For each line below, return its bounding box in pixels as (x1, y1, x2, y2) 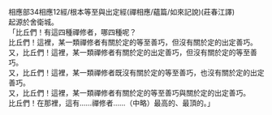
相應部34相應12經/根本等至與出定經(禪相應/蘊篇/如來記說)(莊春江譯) (8, 7, 235, 16)
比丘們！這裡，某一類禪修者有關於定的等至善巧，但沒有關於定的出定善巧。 (8, 37, 257, 47)
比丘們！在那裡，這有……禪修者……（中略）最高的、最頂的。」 (8, 98, 215, 108)
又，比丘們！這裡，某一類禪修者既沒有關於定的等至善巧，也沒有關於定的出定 (8, 68, 265, 77)
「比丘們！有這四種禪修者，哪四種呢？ (8, 28, 136, 36)
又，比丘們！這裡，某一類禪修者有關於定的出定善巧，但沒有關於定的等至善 (8, 48, 257, 57)
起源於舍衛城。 (8, 17, 58, 27)
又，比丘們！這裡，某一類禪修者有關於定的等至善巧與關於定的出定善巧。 (8, 88, 250, 97)
